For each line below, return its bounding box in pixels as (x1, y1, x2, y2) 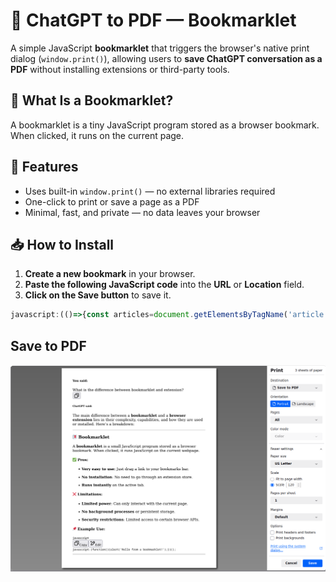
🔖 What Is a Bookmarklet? (10, 92, 174, 109)
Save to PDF (10, 337, 87, 354)
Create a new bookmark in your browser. (24, 268, 196, 280)
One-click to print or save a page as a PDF (24, 195, 200, 208)
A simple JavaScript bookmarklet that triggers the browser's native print (10, 42, 310, 54)
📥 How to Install (10, 236, 115, 253)
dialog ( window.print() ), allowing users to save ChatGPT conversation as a (10, 52, 323, 64)
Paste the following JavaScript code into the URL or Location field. (24, 279, 305, 291)
